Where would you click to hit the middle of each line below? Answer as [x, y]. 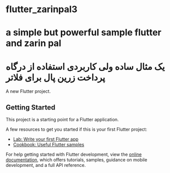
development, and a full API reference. [46, 165]
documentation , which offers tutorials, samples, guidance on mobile [76, 160]
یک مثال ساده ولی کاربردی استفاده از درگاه [85, 66]
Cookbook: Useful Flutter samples [49, 145]
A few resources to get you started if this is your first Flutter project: [76, 129]
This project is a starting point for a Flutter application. [62, 120]
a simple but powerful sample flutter [83, 33]
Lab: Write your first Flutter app [46, 139]
